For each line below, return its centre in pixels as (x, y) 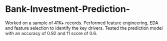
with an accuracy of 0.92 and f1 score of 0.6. (51, 33)
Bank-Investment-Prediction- (67, 9)
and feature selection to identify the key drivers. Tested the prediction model (84, 28)
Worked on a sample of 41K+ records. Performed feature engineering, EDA (82, 23)
